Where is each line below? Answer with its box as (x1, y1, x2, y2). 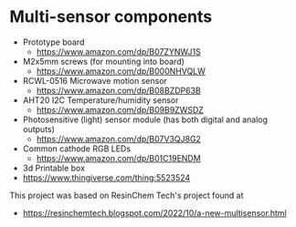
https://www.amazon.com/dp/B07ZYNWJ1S (36, 46, 201, 57)
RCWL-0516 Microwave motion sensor (22, 75, 167, 86)
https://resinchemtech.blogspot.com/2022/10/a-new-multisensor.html (22, 207, 287, 218)
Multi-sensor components (9, 6, 213, 27)
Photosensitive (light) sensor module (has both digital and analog (22, 114, 268, 125)
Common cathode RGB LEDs (22, 143, 131, 154)
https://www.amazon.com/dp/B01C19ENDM (36, 152, 201, 163)
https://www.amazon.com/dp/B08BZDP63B (36, 85, 201, 96)
